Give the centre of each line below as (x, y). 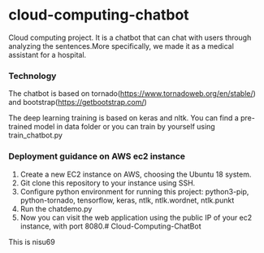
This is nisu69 (32, 242)
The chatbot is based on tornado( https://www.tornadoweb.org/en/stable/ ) (132, 94)
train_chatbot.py (36, 135)
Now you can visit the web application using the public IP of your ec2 (136, 217)
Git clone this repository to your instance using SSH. (108, 183)
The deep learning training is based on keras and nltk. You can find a (124, 118)
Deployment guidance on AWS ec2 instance (97, 156)
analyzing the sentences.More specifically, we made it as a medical (121, 46)
